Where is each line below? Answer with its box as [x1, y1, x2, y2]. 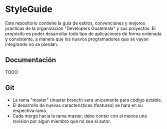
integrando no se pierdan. [5, 41, 58, 47]
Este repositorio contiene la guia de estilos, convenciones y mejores [5, 20, 145, 26]
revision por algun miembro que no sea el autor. [12, 118, 111, 124]
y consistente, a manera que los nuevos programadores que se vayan [5, 36, 149, 42]
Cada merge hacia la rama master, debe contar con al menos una [12, 112, 147, 118]
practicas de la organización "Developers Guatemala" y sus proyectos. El [5, 25, 156, 31]
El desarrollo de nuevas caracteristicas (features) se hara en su [12, 102, 143, 108]
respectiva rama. [12, 107, 47, 113]
